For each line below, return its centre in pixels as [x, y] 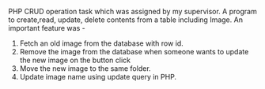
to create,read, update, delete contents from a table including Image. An [126, 20]
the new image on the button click [75, 60]
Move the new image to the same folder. [85, 69]
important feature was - [47, 28]
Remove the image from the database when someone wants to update [134, 52]
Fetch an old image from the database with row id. [101, 43]
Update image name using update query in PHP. [98, 77]
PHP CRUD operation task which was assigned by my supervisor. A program [132, 11]
